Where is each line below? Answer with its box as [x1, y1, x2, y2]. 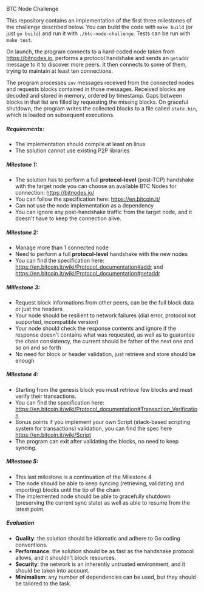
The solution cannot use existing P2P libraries [15, 147, 130, 154]
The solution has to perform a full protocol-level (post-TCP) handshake [15, 176, 194, 183]
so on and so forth [15, 344, 61, 351]
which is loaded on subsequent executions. [6, 112, 115, 118]
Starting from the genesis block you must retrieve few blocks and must [15, 386, 192, 393]
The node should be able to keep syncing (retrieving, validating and [15, 479, 185, 487]
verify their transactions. [15, 392, 77, 400]
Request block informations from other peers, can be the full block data [15, 298, 194, 306]
